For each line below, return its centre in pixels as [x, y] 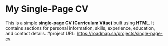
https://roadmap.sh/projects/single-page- [120, 33]
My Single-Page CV [47, 9]
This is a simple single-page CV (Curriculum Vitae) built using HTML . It [80, 23]
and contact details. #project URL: [41, 33]
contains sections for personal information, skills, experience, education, [80, 28]
